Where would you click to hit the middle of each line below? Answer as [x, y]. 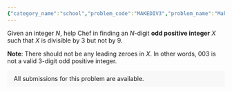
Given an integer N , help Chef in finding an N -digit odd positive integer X [112, 33]
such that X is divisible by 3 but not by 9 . [65, 40]
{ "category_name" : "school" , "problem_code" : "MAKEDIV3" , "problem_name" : [111, 13]
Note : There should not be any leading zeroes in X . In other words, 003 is [112, 54]
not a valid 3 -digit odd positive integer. [62, 61]
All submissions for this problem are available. [79, 78]
